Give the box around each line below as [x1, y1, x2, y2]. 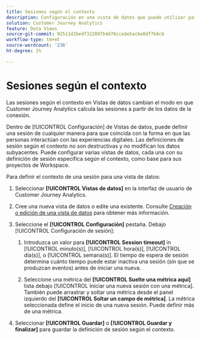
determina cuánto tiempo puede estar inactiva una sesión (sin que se [23, 257, 194, 265]
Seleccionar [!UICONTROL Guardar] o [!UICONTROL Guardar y [14, 319, 172, 326]
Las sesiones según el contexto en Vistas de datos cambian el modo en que [6, 98, 194, 106]
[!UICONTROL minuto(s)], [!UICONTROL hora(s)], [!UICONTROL [23, 245, 181, 252]
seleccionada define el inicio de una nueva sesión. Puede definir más [23, 301, 194, 308]
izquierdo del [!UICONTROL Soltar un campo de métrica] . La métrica [23, 295, 195, 302]
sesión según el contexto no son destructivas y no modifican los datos [6, 142, 181, 149]
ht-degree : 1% [6, 48, 42, 54]
